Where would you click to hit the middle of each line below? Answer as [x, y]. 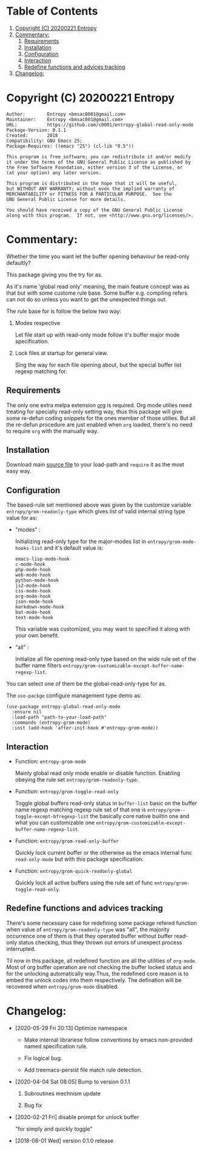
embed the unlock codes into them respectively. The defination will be [94, 980]
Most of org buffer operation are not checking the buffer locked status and [99, 967]
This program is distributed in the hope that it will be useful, [92, 183]
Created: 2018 [32, 135]
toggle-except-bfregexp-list [52, 817]
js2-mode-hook [33, 586]
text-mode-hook [34, 618]
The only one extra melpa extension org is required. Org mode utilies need [99, 405]
